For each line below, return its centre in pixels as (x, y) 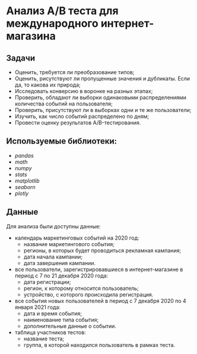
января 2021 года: (38, 307)
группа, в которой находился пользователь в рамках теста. (99, 345)
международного (53, 23)
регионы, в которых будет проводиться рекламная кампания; (102, 250)
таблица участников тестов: (50, 332)
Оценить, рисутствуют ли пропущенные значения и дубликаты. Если (102, 79)
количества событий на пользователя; (63, 104)
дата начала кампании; (53, 257)
